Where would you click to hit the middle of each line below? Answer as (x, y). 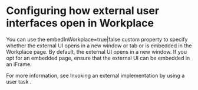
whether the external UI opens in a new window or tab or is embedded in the (99, 46)
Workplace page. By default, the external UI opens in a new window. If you (97, 51)
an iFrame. (19, 64)
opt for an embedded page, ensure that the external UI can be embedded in (98, 58)
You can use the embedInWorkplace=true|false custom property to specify (97, 39)
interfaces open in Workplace (80, 23)
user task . (19, 82)
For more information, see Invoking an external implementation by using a (95, 75)
